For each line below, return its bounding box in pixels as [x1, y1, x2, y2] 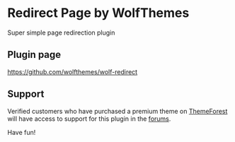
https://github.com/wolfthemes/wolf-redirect [7, 67, 138, 76]
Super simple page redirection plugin [7, 28, 115, 37]
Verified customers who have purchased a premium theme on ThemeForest [7, 107, 228, 115]
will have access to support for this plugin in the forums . [7, 114, 171, 123]
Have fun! [7, 128, 36, 136]
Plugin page [7, 49, 62, 61]
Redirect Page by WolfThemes [7, 5, 190, 21]
